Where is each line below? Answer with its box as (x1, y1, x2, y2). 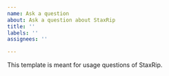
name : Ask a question (7, 10, 70, 17)
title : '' (7, 23, 36, 30)
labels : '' (7, 29, 39, 37)
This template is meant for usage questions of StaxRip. (7, 61, 163, 69)
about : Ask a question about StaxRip (7, 17, 116, 23)
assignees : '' (7, 36, 48, 43)
